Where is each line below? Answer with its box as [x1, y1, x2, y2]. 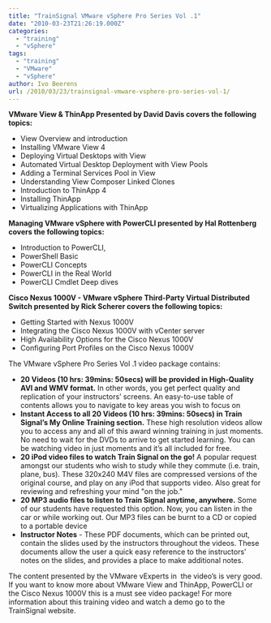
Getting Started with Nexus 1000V [19, 317, 134, 327]
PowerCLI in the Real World [19, 269, 112, 278]
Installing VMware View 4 [19, 143, 105, 153]
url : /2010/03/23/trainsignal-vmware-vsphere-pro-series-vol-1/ [8, 87, 230, 96]
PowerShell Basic [19, 251, 79, 261]
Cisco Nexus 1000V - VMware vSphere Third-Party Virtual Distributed [8, 293, 250, 303]
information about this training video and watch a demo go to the [8, 597, 226, 607]
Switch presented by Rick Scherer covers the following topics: [8, 302, 223, 311]
